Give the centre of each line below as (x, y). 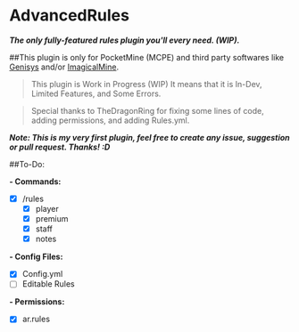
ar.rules (36, 319)
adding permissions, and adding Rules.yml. (110, 120)
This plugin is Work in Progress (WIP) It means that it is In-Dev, (146, 84)
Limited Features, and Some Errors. (96, 93)
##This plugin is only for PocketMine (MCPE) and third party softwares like (146, 57)
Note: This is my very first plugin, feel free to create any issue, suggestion (149, 137)
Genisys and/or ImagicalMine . (64, 67)
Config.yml (42, 274)
